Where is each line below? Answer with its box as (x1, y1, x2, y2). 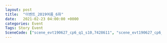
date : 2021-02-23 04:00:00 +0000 (5, 16, 79, 21)
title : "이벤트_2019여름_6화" (5, 12, 64, 17)
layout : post (5, 7, 32, 12)
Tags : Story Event (5, 26, 43, 31)
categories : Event (5, 21, 43, 26)
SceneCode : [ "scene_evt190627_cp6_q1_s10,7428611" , (5, 30, 114, 35)
